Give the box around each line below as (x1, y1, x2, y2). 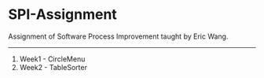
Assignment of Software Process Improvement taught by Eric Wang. (8, 32, 229, 41)
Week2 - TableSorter (19, 62, 88, 72)
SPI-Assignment (8, 6, 118, 24)
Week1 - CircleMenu (19, 54, 86, 64)
